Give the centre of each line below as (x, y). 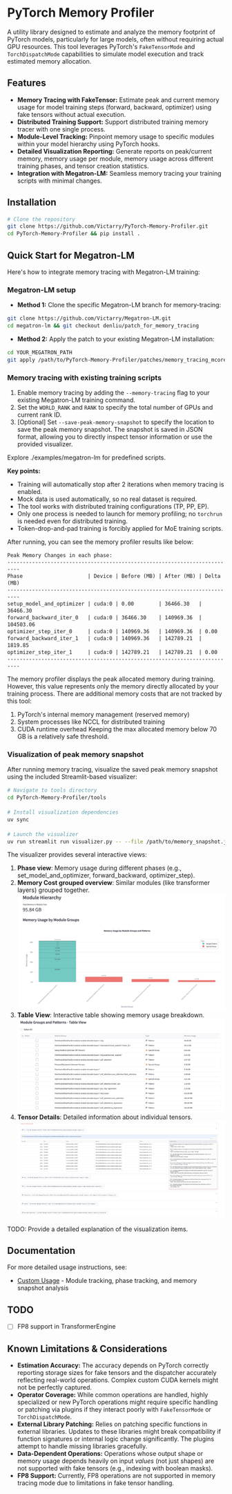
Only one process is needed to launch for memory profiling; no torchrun (120, 514)
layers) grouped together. (53, 890)
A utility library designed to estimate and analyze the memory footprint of (111, 32)
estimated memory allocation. (49, 61)
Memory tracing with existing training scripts (85, 377)
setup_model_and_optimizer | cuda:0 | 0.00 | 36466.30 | (105, 604)
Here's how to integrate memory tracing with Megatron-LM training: (104, 272)
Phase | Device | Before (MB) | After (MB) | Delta (114, 576)
